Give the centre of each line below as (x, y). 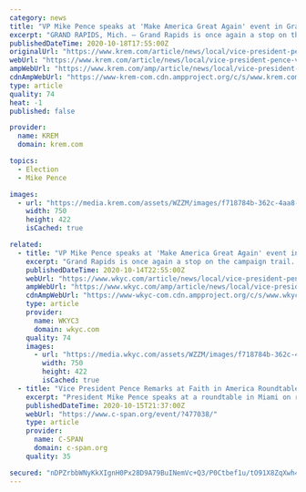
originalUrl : (34, 52)
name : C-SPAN (58, 440)
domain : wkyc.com (66, 329)
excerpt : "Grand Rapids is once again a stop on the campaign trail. (161, 261)
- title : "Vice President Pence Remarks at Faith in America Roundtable (158, 388)
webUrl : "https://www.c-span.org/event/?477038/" (122, 414)
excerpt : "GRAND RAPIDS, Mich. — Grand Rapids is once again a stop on (148, 35)
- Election (38, 169)
